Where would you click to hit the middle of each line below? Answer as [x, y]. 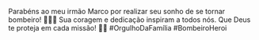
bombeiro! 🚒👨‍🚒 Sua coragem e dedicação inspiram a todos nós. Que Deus [129, 20]
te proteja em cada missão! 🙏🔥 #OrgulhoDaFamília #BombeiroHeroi [118, 28]
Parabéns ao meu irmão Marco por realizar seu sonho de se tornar [117, 11]
